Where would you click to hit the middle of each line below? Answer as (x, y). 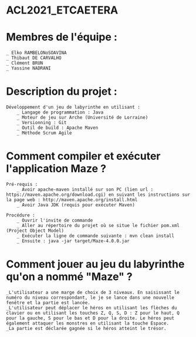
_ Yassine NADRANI (28, 68)
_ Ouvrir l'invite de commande (55, 221)
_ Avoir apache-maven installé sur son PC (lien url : (85, 189)
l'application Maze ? (56, 169)
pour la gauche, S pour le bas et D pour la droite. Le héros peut (90, 318)
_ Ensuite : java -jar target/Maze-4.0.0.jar (73, 241)
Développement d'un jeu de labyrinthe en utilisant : (73, 107)
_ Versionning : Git (42, 123)
